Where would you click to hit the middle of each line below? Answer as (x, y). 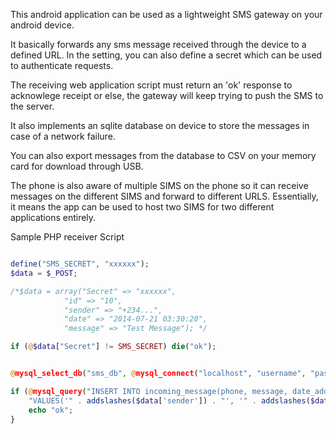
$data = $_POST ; (44, 273)
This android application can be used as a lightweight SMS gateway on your (166, 14)
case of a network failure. (63, 136)
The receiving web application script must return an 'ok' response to (151, 85)
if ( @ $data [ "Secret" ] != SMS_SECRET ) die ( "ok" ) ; (113, 347)
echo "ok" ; (51, 410)
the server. (32, 106)
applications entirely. (53, 217)
